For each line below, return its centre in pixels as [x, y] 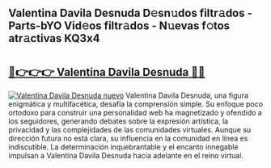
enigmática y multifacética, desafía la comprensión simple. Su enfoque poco [136, 104]
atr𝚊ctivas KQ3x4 [54, 38]
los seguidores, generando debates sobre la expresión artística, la [119, 121]
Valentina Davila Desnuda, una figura [187, 95]
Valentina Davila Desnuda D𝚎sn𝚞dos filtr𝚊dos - [131, 13]
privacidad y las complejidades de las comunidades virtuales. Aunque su [130, 130]
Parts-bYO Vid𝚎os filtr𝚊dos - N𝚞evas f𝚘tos [119, 26]
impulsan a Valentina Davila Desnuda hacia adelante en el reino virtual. [126, 155]
